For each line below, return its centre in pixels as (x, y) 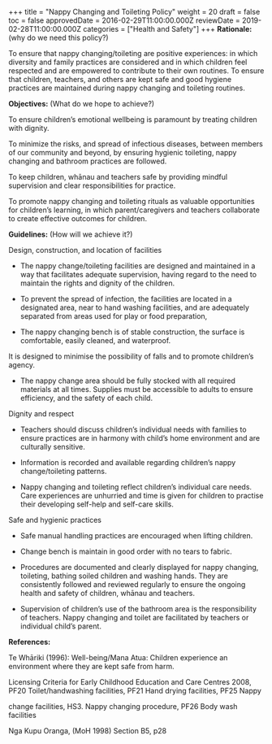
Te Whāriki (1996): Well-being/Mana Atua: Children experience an (118, 657)
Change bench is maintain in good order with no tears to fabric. (126, 551)
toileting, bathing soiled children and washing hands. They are (124, 576)
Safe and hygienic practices (55, 520)
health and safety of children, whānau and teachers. (108, 593)
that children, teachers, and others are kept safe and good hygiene (120, 79)
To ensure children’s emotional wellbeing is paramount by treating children (133, 120)
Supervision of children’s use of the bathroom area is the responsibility (138, 609)
